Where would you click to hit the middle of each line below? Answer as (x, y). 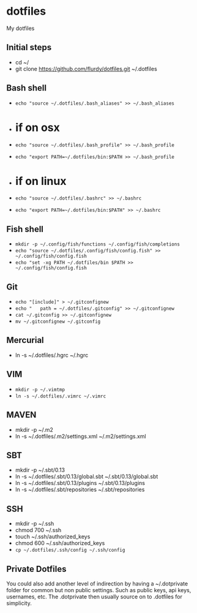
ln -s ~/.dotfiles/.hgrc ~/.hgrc (52, 355)
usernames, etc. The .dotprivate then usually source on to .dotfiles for (94, 596)
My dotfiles (20, 28)
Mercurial (25, 340)
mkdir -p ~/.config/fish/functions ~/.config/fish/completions (98, 244)
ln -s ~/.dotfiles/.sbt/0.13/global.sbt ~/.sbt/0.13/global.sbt (87, 476)
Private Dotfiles (36, 569)
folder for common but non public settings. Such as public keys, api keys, (99, 590)
